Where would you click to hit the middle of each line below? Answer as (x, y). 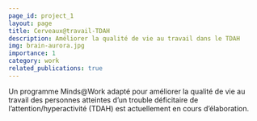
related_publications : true (56, 69)
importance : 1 (32, 53)
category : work (34, 61)
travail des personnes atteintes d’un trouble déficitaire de (103, 100)
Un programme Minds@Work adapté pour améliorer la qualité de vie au (127, 91)
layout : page (30, 23)
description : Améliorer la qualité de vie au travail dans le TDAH (124, 38)
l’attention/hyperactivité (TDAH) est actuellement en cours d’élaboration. (128, 108)
